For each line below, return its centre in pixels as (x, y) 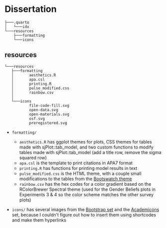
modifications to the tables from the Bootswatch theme (76, 179)
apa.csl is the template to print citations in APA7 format (76, 163)
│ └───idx (17, 27)
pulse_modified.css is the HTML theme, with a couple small (80, 173)
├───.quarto (17, 22)
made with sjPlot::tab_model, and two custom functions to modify (86, 147)
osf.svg (37, 118)
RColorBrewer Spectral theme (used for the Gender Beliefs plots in (87, 189)
